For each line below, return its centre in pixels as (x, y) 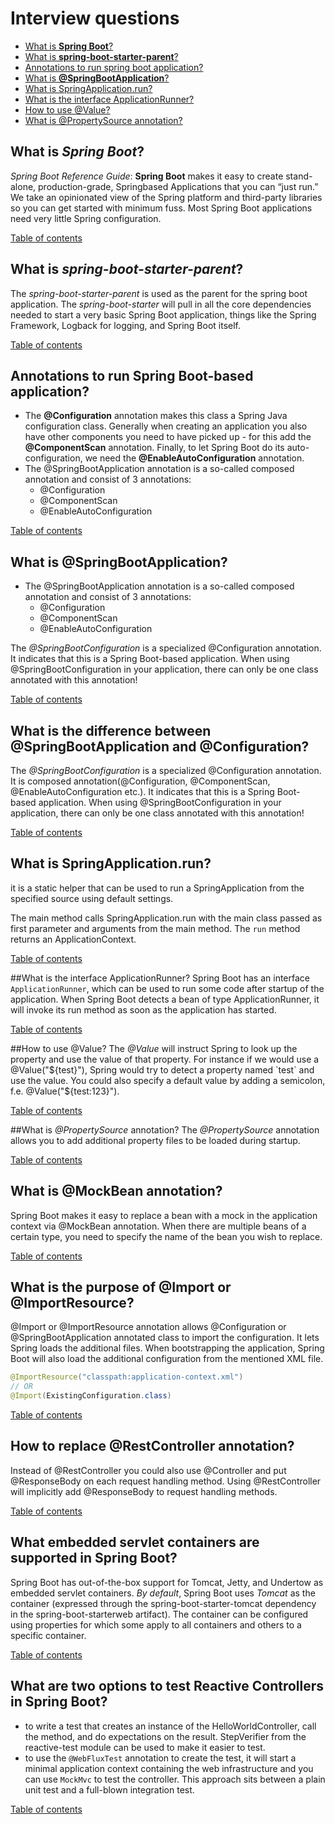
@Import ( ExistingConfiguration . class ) (91, 1396)
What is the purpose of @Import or (121, 1287)
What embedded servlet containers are (135, 1542)
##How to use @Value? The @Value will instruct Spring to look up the (154, 1048)
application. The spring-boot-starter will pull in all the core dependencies (161, 304)
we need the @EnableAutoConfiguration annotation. (194, 458)
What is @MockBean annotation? (116, 1191)
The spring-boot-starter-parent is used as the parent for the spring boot (159, 293)
